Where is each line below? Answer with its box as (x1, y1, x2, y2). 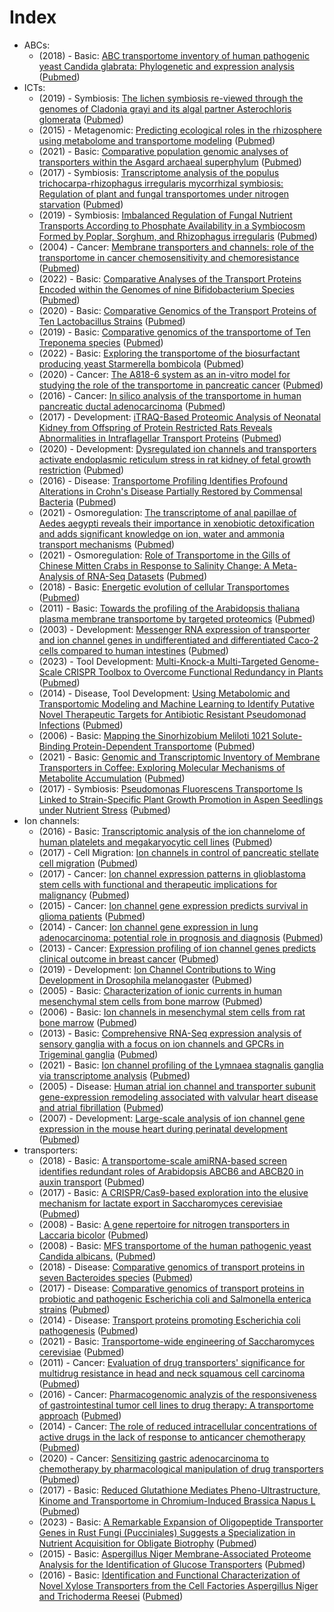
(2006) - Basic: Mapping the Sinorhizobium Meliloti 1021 (38, 729, 271, 741)
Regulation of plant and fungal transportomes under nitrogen (38, 187, 290, 200)
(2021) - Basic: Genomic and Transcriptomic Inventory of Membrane (38, 751, 321, 763)
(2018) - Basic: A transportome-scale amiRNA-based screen (38, 1154, 287, 1166)
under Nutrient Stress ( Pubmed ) (38, 804, 171, 816)
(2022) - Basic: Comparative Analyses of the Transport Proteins (38, 272, 302, 285)
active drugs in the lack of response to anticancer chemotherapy (38, 1431, 306, 1443)
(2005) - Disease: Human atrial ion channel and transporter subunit (38, 1080, 316, 1092)
